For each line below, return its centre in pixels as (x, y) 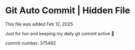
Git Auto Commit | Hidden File (68, 11)
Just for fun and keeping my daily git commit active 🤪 (60, 33)
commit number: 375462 (31, 43)
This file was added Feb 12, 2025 (39, 24)
